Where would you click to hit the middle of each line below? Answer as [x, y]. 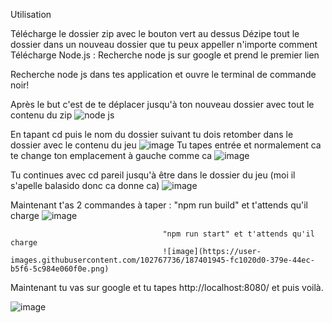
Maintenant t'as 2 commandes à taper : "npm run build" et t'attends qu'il [159, 205]
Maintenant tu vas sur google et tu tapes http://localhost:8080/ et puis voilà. [167, 287]
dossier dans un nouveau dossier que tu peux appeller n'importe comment [164, 44]
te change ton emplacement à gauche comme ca [111, 155]
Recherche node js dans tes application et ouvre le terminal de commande [163, 74]
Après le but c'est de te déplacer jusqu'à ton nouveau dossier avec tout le [162, 104]
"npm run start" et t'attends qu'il [238, 234]
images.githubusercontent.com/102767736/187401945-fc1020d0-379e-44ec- [162, 260]
